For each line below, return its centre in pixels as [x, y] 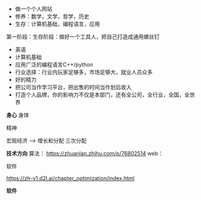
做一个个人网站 [33, 9]
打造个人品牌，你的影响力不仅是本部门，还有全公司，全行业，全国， [100, 95]
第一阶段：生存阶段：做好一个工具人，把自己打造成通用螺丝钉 [83, 37]
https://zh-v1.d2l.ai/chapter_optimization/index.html [70, 178]
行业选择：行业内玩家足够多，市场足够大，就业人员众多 [84, 72]
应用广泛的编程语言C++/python [54, 64]
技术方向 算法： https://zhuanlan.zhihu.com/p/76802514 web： [85, 153]
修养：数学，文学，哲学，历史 [52, 16]
